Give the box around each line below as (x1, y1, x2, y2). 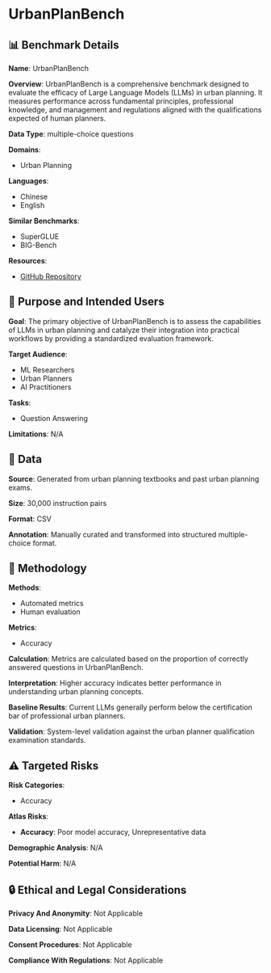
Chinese (19, 192, 48, 201)
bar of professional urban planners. (8, 711, 127, 721)
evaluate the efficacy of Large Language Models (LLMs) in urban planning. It (8, 88, 263, 97)
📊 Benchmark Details (8, 38, 119, 52)
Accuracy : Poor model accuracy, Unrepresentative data (19, 828, 206, 837)
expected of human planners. (8, 114, 106, 123)
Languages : (8, 176, 49, 186)
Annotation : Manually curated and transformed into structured (8, 529, 217, 539)
